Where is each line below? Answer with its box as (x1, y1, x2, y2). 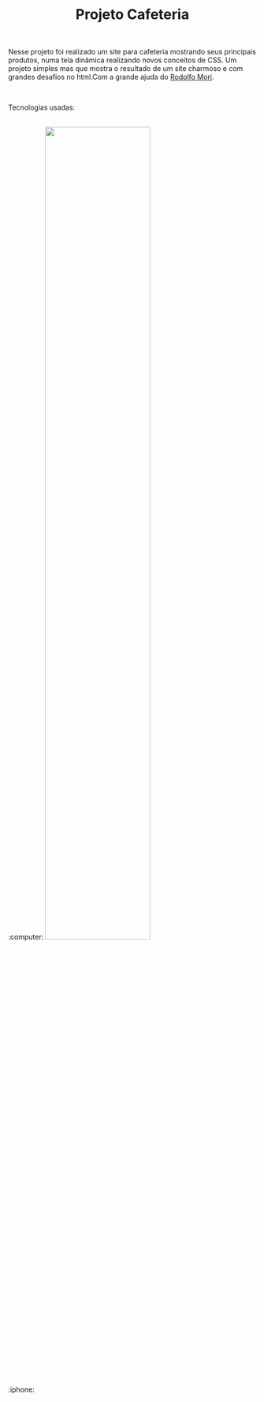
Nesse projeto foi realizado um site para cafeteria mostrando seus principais (8, 47, 256, 56)
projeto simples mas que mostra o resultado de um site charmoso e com (8, 63, 244, 73)
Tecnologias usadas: (8, 103, 76, 112)
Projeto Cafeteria (75, 6, 190, 24)
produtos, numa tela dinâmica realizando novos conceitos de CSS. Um (8, 55, 237, 65)
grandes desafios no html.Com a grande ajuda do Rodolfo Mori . (8, 72, 214, 81)
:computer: (8, 932, 44, 941)
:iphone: (8, 1385, 35, 1394)
